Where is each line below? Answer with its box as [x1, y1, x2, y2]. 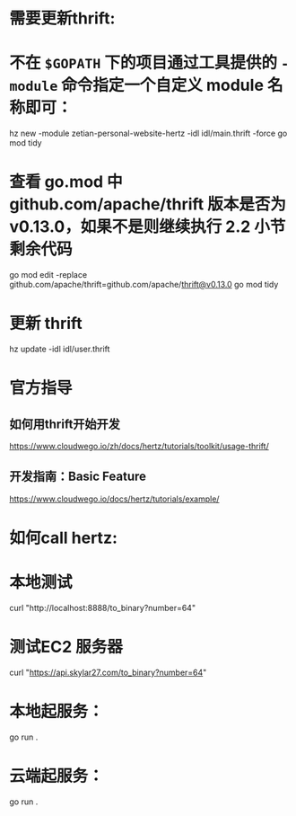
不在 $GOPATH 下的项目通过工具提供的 [9, 53, 278, 73]
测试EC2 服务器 [9, 637, 123, 657]
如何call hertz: [9, 528, 118, 548]
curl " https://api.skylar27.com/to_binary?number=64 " [9, 667, 207, 678]
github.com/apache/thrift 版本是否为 [9, 194, 287, 215]
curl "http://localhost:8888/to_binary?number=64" [9, 602, 196, 613]
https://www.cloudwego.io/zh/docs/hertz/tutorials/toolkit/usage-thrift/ [9, 441, 269, 451]
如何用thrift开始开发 [9, 416, 121, 431]
